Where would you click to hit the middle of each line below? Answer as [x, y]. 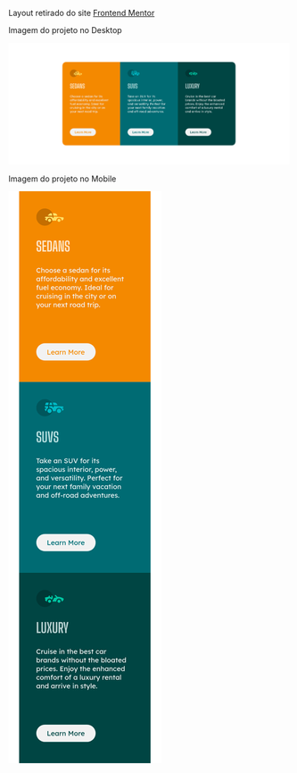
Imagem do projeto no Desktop [65, 30]
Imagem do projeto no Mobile [62, 179]
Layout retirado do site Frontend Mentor [82, 13]
